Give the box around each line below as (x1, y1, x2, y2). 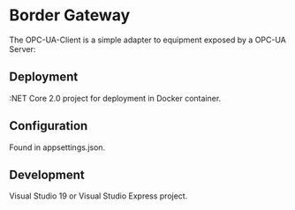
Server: (9, 43, 36, 54)
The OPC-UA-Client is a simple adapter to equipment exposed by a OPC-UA (9, 34, 287, 45)
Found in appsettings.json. (9, 142, 106, 153)
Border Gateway (9, 5, 131, 26)
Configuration (9, 118, 88, 133)
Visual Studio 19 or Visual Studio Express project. (9, 191, 188, 201)
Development (9, 167, 86, 182)
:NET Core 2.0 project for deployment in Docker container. (9, 93, 222, 103)
